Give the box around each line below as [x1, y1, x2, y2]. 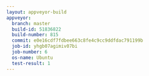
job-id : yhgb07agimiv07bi [12, 44, 78, 50]
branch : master [12, 20, 51, 26]
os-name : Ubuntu [12, 55, 53, 61]
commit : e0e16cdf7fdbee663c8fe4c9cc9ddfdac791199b [12, 37, 144, 44]
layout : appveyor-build [6, 9, 67, 15]
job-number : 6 [12, 49, 48, 55]
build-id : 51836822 [12, 26, 62, 32]
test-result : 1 [12, 60, 51, 66]
